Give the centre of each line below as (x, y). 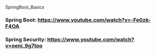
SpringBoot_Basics (25, 7)
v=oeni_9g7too (24, 46)
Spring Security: (26, 39)
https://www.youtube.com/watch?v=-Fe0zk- (94, 20)
